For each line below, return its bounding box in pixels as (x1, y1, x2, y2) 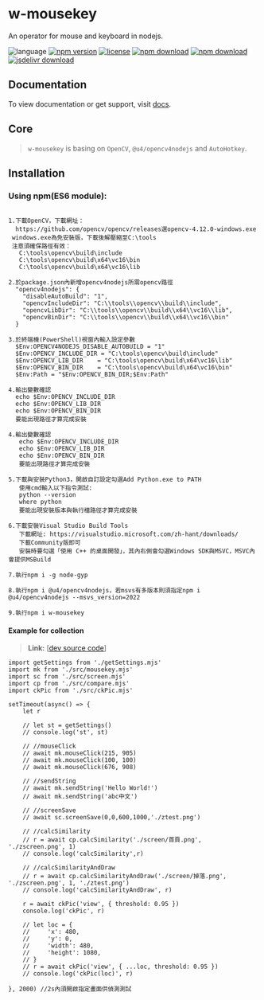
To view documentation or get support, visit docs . (8, 99, 171, 108)
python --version (18, 491, 77, 499)
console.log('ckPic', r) (22, 907, 105, 916)
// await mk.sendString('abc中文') (22, 793, 138, 801)
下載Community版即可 (18, 539, 81, 547)
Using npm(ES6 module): (8, 190, 107, 201)
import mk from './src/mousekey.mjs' (8, 666, 134, 674)
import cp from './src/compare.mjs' (8, 680, 130, 688)
